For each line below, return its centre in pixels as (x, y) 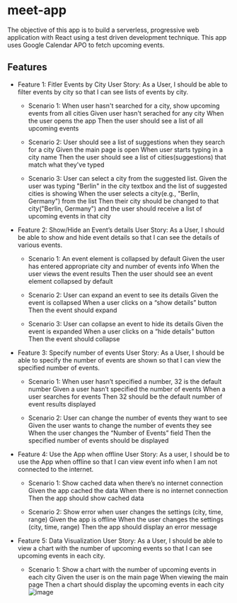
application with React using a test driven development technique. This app (117, 37)
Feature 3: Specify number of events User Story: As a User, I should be (121, 353)
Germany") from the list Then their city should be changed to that (123, 201)
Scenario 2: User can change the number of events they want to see (128, 418)
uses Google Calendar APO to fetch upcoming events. (86, 45)
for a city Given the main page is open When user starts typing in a (126, 149)
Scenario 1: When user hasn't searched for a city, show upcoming (124, 106)
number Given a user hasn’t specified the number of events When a (127, 389)
